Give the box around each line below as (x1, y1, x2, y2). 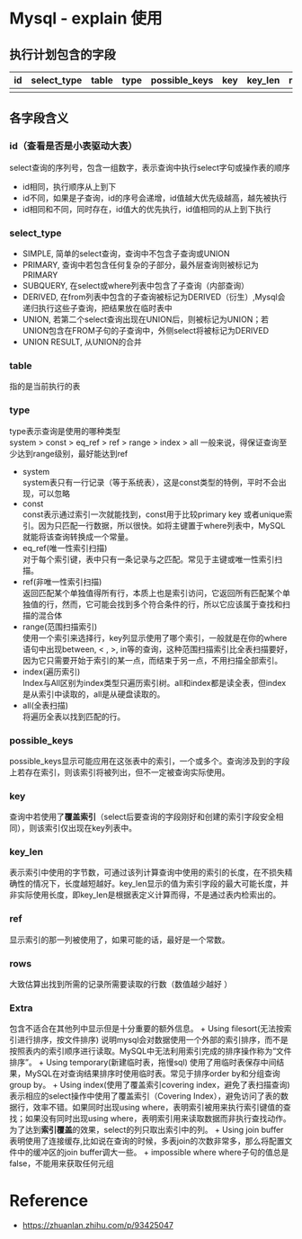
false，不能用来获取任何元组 (9, 1158, 114, 1169)
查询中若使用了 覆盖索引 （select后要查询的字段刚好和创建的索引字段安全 (9, 811, 276, 823)
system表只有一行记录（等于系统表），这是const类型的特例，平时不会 (22, 477, 279, 487)
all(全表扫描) (22, 700, 69, 710)
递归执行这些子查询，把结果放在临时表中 (22, 302, 173, 313)
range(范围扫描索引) (22, 621, 98, 632)
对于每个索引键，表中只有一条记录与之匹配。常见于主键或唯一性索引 (22, 554, 275, 565)
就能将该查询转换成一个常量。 (22, 531, 133, 542)
